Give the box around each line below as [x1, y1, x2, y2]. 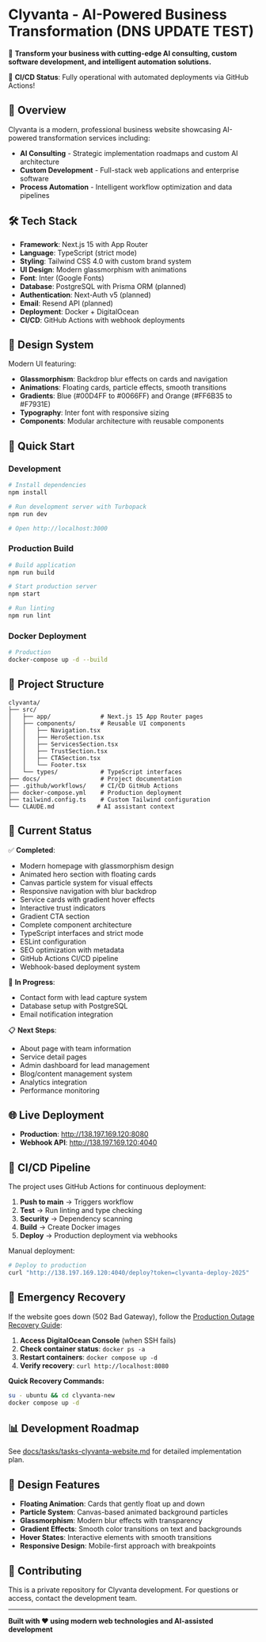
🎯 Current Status [8, 824, 93, 838]
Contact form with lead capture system [19, 992, 148, 1002]
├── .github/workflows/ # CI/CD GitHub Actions [8, 781, 179, 789]
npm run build [8, 568, 55, 576]
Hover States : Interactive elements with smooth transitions [19, 1533, 212, 1542]
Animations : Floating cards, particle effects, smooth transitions [19, 382, 227, 393]
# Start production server [8, 583, 97, 591]
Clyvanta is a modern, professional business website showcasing [8, 124, 222, 134]
